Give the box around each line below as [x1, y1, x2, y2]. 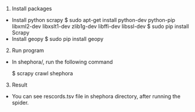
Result [11, 81, 28, 88]
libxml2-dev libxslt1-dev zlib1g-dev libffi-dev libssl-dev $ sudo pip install [11, 23, 189, 30]
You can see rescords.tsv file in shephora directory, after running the [11, 93, 181, 100]
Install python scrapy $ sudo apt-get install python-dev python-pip [11, 17, 175, 23]
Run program [11, 47, 45, 54]
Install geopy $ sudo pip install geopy [11, 36, 104, 42]
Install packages [11, 5, 52, 12]
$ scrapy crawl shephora [11, 70, 73, 76]
